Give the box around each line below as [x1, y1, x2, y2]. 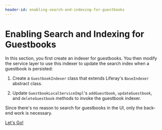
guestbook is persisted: [5, 65, 53, 71]
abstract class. [12, 80, 42, 86]
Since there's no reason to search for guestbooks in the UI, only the [5, 104, 143, 111]
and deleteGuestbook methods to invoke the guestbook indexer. [12, 95, 141, 101]
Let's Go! [5, 119, 24, 126]
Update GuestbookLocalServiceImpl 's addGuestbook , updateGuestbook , [12, 90, 152, 96]
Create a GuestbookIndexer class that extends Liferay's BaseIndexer [12, 75, 149, 81]
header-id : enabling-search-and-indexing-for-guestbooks [5, 7, 125, 12]
